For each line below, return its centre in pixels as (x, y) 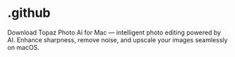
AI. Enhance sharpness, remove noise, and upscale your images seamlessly (117, 39)
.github (29, 13)
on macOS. (24, 47)
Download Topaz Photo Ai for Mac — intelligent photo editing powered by (114, 32)
